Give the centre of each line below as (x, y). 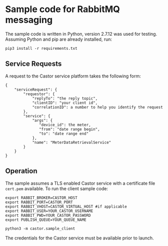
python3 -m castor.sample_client (40, 228)
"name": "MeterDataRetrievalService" (72, 142)
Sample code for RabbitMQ (63, 9)
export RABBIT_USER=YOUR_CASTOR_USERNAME (49, 211)
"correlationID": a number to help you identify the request (98, 107)
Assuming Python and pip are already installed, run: (59, 39)
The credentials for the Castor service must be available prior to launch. (80, 238)
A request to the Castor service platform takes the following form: (73, 76)
